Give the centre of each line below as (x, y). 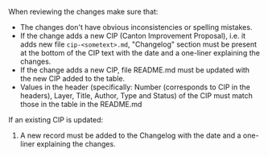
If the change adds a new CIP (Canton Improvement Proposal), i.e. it (133, 36)
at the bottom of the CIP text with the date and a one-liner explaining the (140, 53)
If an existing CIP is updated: (56, 120)
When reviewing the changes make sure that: (83, 12)
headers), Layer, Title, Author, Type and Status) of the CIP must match (136, 95)
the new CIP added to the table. (72, 78)
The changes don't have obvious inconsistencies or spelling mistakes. (136, 27)
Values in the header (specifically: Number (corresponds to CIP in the (135, 87)
